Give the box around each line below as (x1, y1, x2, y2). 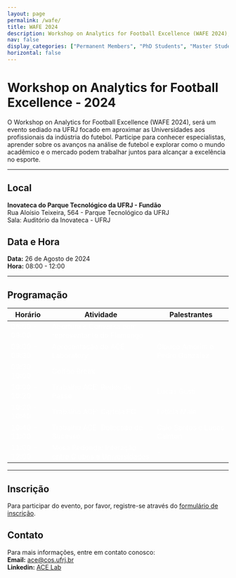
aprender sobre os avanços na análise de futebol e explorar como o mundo (7, 140, 225, 148)
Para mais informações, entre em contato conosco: (7, 548, 156, 556)
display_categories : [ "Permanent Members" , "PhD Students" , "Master (7, 43, 212, 50)
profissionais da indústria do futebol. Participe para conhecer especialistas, (7, 133, 226, 141)
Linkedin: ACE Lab (7, 563, 62, 571)
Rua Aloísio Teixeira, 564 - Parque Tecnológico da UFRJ (7, 208, 170, 216)
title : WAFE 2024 (7, 23, 58, 30)
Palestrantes (169, 310, 213, 320)
